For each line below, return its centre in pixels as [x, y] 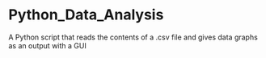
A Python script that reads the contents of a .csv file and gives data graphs [133, 37]
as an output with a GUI [47, 45]
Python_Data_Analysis [86, 15]
